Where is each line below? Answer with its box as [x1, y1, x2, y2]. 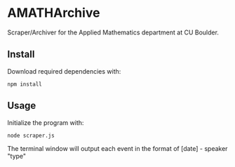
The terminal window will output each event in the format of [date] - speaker [7, 144, 228, 152]
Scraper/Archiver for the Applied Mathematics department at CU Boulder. [7, 28, 220, 36]
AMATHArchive [7, 5, 100, 21]
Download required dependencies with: [7, 67, 121, 75]
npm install [7, 81, 42, 88]
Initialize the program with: [7, 118, 84, 127]
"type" [7, 152, 27, 160]
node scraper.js [7, 132, 55, 139]
